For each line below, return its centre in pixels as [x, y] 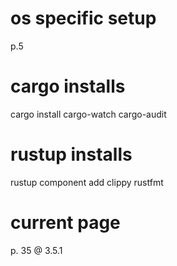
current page [65, 223]
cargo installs [68, 86]
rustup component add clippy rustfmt [87, 182]
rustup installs [71, 154]
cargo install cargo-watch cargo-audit [88, 114]
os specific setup [83, 18]
